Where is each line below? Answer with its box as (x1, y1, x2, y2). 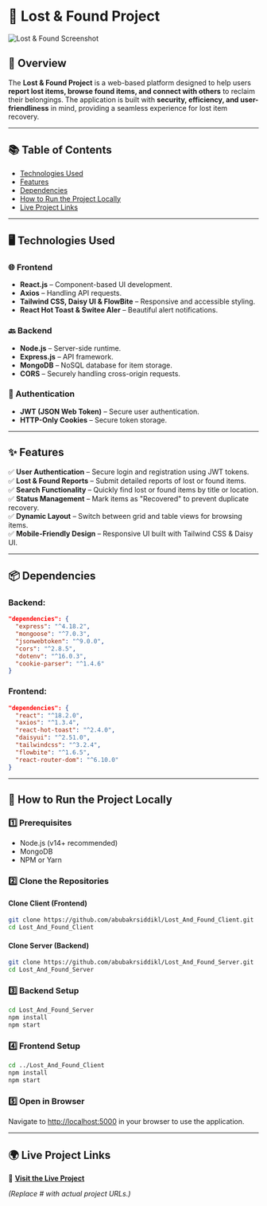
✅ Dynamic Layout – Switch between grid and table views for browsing (8, 511, 242, 521)
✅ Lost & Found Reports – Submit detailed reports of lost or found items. (8, 476, 246, 485)
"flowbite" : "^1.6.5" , (15, 748, 91, 756)
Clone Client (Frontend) (8, 898, 87, 908)
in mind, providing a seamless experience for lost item (50, 103, 228, 112)
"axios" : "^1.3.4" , (15, 719, 80, 727)
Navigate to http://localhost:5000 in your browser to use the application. (8, 1117, 245, 1126)
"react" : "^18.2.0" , (15, 711, 83, 720)
